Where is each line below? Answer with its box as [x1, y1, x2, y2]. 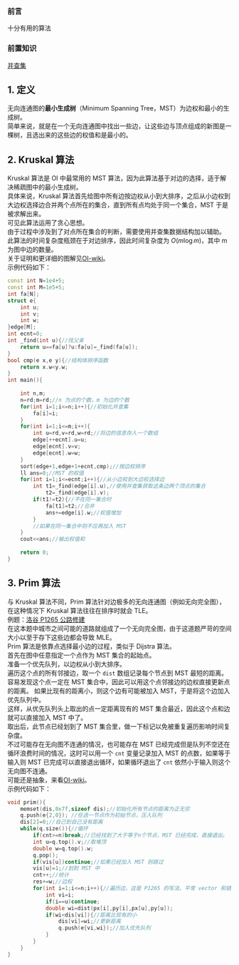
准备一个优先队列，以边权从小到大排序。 [7, 659, 126, 668]
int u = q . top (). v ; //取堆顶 [33, 838, 107, 845]
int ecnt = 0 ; [7, 330, 43, 338]
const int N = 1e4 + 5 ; [7, 277, 65, 284]
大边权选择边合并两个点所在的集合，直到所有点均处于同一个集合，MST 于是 [7, 201, 229, 210]
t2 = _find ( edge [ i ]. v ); [45, 490, 110, 497]
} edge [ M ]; [7, 324, 37, 331]
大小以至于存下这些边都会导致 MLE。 [7, 633, 116, 641]
